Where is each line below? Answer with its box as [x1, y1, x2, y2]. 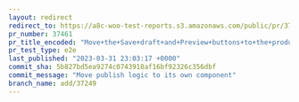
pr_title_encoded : [8, 37, 77, 47]
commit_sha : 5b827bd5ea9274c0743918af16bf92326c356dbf [8, 63, 217, 72]
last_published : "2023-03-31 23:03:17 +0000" [8, 54, 180, 63]
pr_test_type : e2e [8, 46, 77, 55]
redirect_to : [8, 21, 57, 30]
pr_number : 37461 [8, 29, 73, 38]
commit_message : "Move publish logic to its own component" [8, 71, 237, 80]
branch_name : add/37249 [8, 79, 97, 88]
